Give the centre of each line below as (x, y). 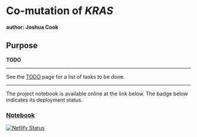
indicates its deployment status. (45, 100)
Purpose (22, 46)
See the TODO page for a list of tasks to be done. (65, 76)
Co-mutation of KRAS (60, 11)
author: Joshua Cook (32, 27)
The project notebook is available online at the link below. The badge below (97, 93)
